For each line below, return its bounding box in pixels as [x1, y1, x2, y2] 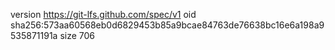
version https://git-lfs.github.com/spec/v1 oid [10, 9, 197, 20]
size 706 [59, 30, 96, 41]
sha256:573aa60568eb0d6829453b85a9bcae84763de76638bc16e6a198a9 [10, 19, 325, 31]
